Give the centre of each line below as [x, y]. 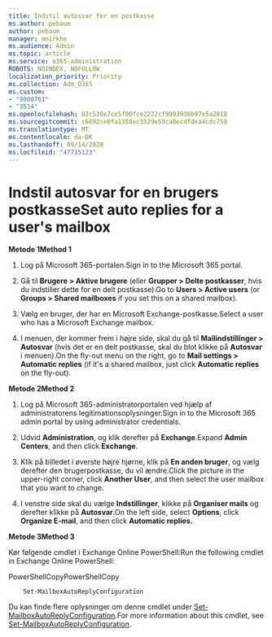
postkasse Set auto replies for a [116, 209]
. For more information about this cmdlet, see [190, 616]
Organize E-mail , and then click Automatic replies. [106, 521]
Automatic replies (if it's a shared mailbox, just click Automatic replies [139, 364]
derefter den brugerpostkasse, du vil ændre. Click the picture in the [132, 471]
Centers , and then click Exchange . [79, 446]
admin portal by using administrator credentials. [101, 422]
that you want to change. [62, 488]
